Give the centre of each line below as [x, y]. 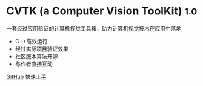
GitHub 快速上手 [26, 76]
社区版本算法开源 [36, 56]
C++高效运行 [31, 41]
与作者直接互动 [34, 64]
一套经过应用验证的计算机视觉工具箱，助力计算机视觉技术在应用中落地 [94, 28]
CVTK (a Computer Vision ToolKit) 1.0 [102, 11]
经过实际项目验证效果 [42, 49]
